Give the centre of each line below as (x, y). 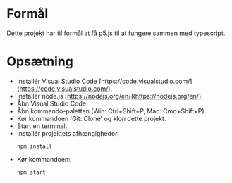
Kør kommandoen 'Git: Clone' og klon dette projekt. (91, 118)
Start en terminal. (42, 126)
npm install (34, 146)
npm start (31, 172)
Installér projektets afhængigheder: (68, 133)
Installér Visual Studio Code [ (59, 81)
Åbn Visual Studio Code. (52, 103)
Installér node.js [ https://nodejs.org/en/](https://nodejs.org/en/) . (110, 96)
